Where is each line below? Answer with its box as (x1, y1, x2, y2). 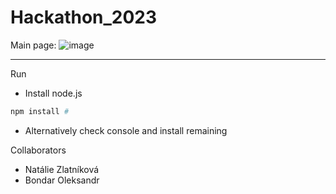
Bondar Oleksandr (24, 174, 100, 186)
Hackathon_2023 (10, 6, 158, 29)
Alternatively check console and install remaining (24, 124, 228, 136)
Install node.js (24, 87, 83, 99)
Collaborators (10, 144, 67, 156)
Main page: (10, 39, 57, 51)
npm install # (10, 106, 70, 116)
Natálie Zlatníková (24, 163, 100, 175)
